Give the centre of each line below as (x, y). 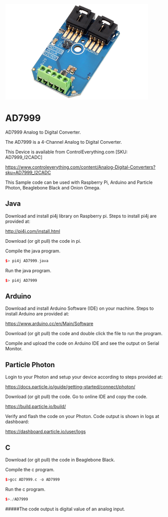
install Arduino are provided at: (37, 314)
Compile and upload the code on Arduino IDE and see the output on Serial (82, 343)
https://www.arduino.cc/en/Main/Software (49, 324)
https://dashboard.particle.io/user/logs (46, 432)
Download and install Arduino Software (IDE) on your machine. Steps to (80, 308)
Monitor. (14, 349)
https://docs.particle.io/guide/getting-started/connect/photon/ (70, 387)
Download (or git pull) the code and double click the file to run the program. (84, 334)
